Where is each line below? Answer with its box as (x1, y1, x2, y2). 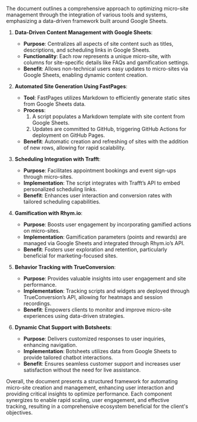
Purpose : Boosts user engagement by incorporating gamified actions (23, 221, 192, 228)
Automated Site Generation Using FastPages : (14, 83, 128, 90)
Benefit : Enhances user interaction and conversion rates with (23, 192, 172, 199)
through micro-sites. (23, 173, 74, 180)
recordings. (23, 300, 52, 307)
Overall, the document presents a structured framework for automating (6, 378, 178, 384)
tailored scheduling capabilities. (23, 198, 101, 205)
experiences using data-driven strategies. (23, 313, 125, 319)
